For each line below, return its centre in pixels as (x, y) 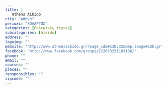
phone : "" (15, 56)
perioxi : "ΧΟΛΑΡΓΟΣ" (27, 23)
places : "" (16, 70)
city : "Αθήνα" (20, 19)
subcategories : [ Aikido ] (31, 33)
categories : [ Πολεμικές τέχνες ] (39, 28)
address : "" (17, 38)
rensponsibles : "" (24, 74)
